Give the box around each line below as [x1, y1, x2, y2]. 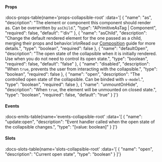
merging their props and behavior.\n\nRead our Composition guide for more [5, 40, 156, 46]
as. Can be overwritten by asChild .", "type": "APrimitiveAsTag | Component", [5, 25, 157, 31]
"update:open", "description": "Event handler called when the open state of [5, 119, 155, 125]
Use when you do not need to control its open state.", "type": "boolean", [5, 56, 148, 62]
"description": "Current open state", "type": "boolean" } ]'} [5, 151, 122, 157]
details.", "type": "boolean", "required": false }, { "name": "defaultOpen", [5, 46, 148, 51]
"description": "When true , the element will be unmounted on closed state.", [5, 87, 157, 93]
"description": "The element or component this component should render [5, 20, 151, 26]
